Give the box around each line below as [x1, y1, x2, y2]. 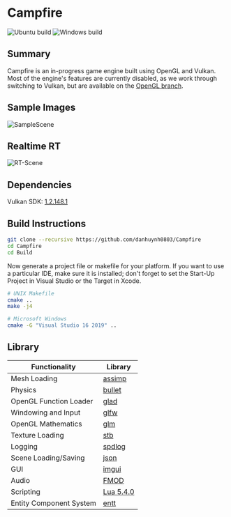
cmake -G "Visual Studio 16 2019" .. [7, 322, 117, 329]
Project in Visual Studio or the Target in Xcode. [7, 277, 142, 285]
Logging [10, 441, 38, 451]
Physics [10, 385, 37, 394]
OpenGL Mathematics [10, 419, 82, 429]
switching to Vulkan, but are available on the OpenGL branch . [7, 82, 184, 90]
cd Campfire [7, 242, 42, 249]
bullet [103, 385, 122, 394]
